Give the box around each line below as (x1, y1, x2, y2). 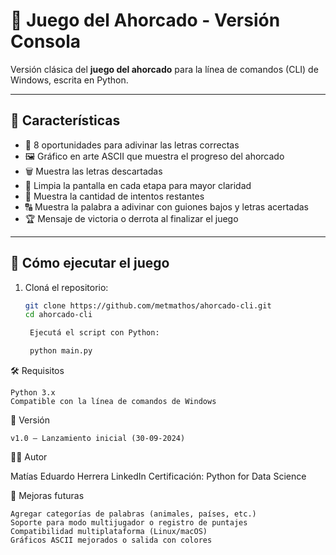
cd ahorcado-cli (24, 310, 93, 320)
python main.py (29, 346, 93, 356)
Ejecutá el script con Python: (29, 328, 160, 338)
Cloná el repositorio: (24, 281, 109, 293)
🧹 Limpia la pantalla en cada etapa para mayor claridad (24, 179, 252, 191)
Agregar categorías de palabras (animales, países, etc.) (10, 509, 257, 519)
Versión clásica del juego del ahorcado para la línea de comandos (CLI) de (10, 63, 319, 75)
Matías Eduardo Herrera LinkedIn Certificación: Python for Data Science (10, 470, 307, 483)
